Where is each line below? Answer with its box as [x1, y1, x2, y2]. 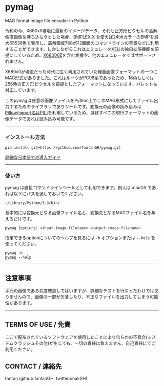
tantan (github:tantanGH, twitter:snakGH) [5, 375, 88, 381]
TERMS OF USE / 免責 [5, 320, 71, 329]
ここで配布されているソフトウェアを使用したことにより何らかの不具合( [5, 334, 148, 340]
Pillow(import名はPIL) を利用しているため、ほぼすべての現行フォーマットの [5, 110, 155, 115]
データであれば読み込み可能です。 [9, 115, 78, 121]
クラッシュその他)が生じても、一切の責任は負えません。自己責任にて [13, 341, 152, 346]
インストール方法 [5, 134, 45, 140]
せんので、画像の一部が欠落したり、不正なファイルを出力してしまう [13, 294, 150, 300]
